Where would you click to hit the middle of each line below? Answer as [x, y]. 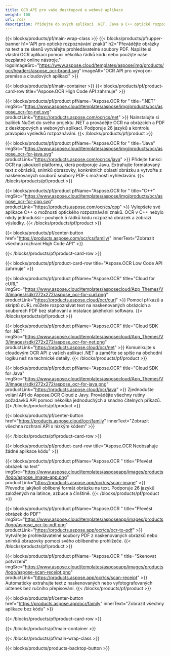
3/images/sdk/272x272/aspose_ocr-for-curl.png [56, 295]
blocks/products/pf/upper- [135, 38]
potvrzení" [16, 562]
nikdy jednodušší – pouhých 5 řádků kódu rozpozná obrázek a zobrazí [78, 218]
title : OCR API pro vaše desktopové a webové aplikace [64, 10]
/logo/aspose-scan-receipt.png [38, 572]
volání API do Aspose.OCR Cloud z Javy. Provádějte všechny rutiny [75, 395]
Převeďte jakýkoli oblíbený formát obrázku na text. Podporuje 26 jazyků [80, 488]
